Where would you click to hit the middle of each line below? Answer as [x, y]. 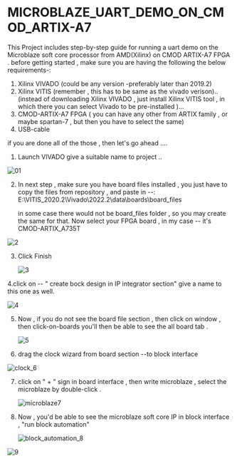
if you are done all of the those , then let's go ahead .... [88, 142]
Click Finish [35, 256]
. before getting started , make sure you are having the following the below [117, 62]
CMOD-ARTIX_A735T [49, 228]
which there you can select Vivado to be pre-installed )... [101, 106]
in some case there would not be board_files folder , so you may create [122, 213]
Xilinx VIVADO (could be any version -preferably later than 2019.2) [115, 83]
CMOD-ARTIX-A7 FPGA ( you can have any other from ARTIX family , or [122, 114]
